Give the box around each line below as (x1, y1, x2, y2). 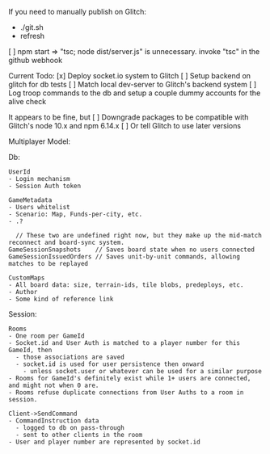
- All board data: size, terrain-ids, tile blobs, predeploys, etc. (8, 281, 244, 289)
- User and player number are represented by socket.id (8, 438, 200, 446)
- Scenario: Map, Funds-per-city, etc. (8, 210, 143, 218)
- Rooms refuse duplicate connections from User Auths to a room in (8, 389, 244, 397)
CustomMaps (8, 274, 45, 282)
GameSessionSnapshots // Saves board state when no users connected (8, 246, 255, 254)
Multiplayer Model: (8, 137, 71, 146)
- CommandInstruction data (8, 417, 99, 425)
